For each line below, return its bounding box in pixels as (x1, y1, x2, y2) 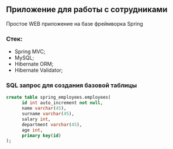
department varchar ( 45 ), (21, 122, 82, 127)
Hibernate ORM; (14, 61, 54, 68)
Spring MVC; (14, 48, 46, 55)
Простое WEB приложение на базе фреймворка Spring (6, 20, 143, 27)
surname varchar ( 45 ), (21, 111, 75, 117)
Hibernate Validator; (14, 67, 63, 74)
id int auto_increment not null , (21, 100, 103, 106)
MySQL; (14, 54, 34, 61)
